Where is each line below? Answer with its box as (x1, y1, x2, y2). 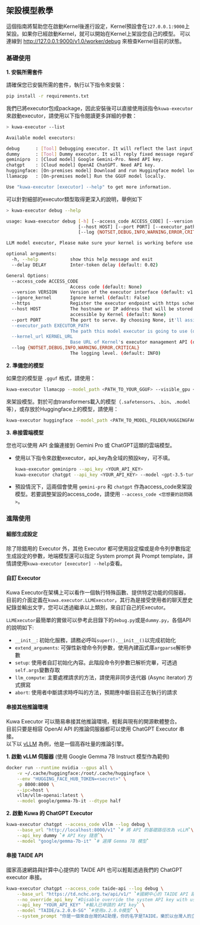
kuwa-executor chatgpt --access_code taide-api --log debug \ (6, 885, 164, 892)
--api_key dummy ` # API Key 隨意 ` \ (17, 833, 104, 839)
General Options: (6, 273, 49, 279)
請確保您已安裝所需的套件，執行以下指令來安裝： (6, 81, 126, 88)
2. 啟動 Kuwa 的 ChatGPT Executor (6, 810, 93, 817)
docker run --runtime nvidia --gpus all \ (6, 765, 113, 771)
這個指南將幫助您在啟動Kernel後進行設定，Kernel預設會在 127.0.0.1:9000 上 (6, 23, 190, 30)
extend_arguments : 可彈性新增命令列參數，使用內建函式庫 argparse (14, 644, 176, 651)
